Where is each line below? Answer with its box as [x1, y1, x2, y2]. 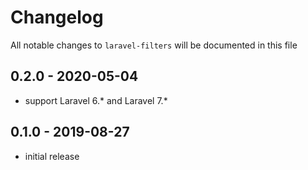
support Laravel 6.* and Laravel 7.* [24, 94, 168, 106]
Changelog [10, 6, 104, 29]
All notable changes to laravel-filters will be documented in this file [10, 39, 298, 51]
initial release [24, 150, 80, 162]
